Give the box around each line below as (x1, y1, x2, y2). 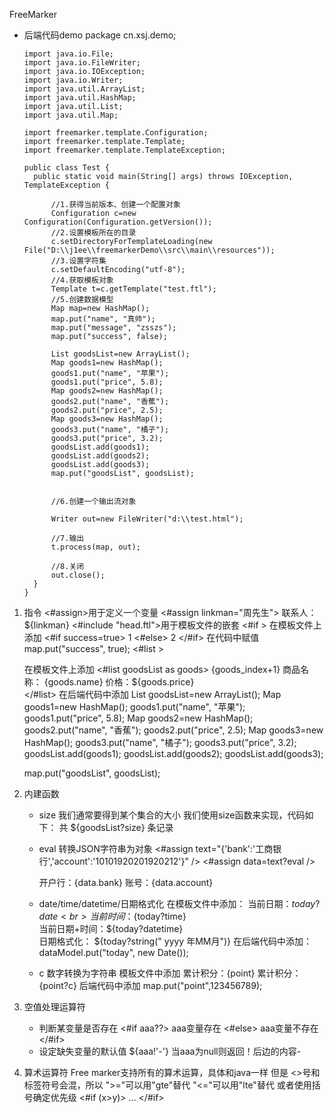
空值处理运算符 (23, 1001, 86, 1013)
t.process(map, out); (50, 542, 141, 552)
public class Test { (23, 163, 110, 173)
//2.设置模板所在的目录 (50, 228, 137, 238)
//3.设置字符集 (50, 256, 107, 266)
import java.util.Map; (23, 110, 119, 120)
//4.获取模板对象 (50, 275, 114, 285)
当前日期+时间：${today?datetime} (38, 923, 184, 934)
